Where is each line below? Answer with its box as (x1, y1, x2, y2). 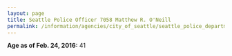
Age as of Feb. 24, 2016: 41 (7, 42, 86, 50)
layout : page (7, 10, 45, 17)
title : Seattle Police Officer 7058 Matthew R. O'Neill (7, 16, 171, 23)
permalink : (7, 23, 39, 29)
